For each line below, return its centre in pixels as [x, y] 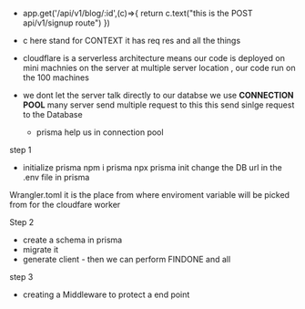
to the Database [53, 114]
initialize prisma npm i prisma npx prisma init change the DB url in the [152, 167]
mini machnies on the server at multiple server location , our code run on [159, 68]
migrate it [41, 249]
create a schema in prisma [72, 240]
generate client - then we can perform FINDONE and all [127, 259]
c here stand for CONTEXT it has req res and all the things [132, 41]
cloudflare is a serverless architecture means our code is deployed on [153, 58]
